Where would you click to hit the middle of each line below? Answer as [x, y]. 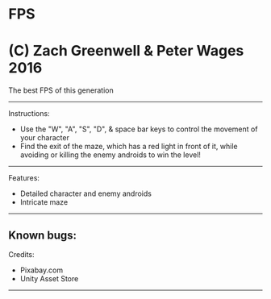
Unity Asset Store [49, 278]
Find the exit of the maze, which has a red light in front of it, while [129, 147]
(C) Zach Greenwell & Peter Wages [126, 51]
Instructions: [29, 114]
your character [45, 138]
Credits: [21, 254]
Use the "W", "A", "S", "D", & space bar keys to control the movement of [139, 129]
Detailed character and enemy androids [85, 193]
